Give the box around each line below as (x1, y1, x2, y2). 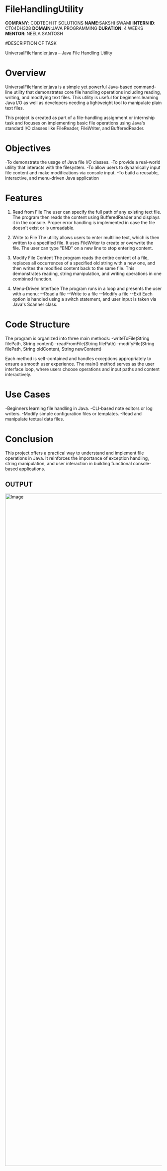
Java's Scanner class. (12, 301, 58, 307)
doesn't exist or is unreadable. (12, 225, 75, 231)
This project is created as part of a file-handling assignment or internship (5, 115, 155, 121)
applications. (19, 466, 46, 472)
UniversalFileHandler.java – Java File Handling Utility (5, 50, 113, 56)
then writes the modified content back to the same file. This (12, 265, 135, 271)
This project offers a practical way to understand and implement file (5, 450, 144, 456)
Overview (5, 67, 46, 79)
